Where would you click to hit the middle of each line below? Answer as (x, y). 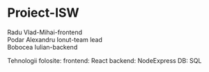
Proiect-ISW (43, 13)
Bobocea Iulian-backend (42, 47)
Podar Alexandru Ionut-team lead (55, 39)
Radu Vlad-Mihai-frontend (45, 32)
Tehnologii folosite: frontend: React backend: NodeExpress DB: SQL (104, 60)
